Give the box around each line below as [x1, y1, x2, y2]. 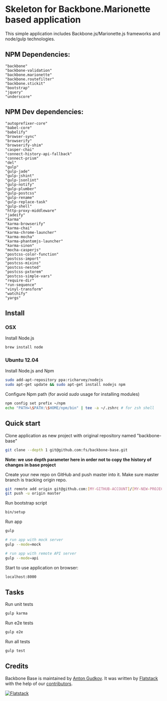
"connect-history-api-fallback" [5, 151, 72, 157]
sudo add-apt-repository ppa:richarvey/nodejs [5, 377, 103, 382]
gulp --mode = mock [5, 542, 41, 547]
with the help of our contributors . [5, 681, 73, 687]
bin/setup [5, 510, 26, 515]
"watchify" [5, 291, 28, 296]
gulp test [5, 648, 26, 654]
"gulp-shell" [5, 203, 32, 209]
